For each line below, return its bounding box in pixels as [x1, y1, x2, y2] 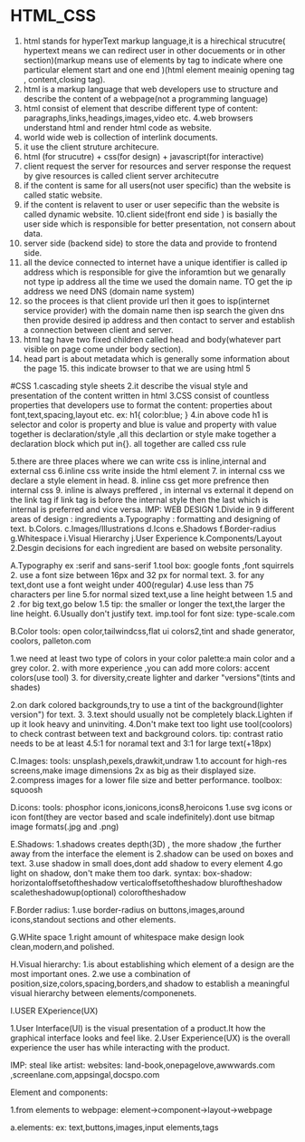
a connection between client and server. [23, 324, 175, 335]
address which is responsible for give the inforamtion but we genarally [23, 266, 286, 277]
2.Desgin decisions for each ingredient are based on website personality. [10, 542, 283, 553]
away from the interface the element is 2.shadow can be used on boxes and [10, 848, 294, 859]
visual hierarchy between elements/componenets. [10, 987, 197, 998]
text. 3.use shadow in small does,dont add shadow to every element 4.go [10, 857, 283, 868]
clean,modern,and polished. [10, 941, 115, 952]
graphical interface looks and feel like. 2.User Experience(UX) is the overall [10, 1032, 291, 1043]
